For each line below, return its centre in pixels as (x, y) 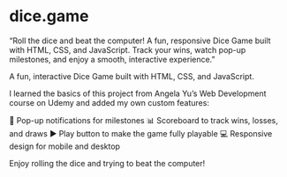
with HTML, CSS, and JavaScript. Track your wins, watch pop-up (128, 49)
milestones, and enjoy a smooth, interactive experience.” (112, 59)
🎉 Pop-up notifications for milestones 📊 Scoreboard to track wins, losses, (143, 120)
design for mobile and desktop (65, 146)
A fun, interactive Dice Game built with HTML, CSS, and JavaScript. (132, 76)
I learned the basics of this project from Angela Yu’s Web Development (138, 93)
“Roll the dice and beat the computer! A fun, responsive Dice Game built (140, 41)
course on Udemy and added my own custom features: (110, 102)
